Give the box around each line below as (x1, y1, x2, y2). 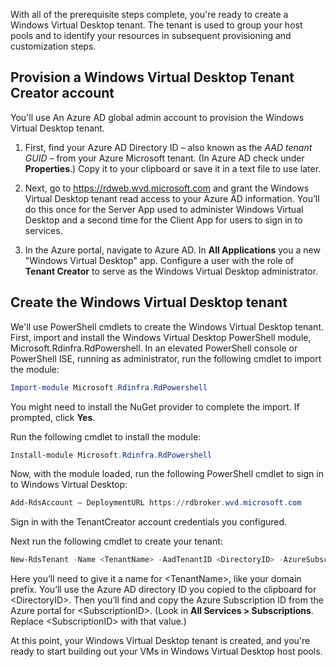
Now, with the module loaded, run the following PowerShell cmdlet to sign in (10, 468, 324, 480)
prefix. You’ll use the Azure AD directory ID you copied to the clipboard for (10, 584, 317, 596)
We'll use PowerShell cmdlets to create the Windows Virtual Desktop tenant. (10, 320, 324, 333)
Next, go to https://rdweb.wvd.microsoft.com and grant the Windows (24, 182, 310, 194)
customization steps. (10, 40, 97, 52)
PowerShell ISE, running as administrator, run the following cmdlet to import (10, 352, 322, 364)
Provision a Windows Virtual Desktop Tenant (10, 69, 295, 86)
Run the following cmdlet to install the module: (10, 430, 202, 443)
